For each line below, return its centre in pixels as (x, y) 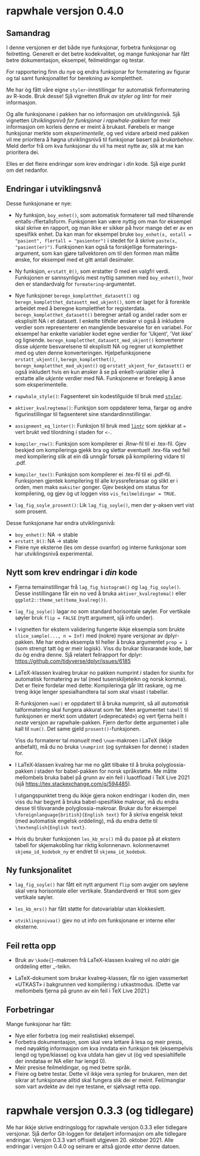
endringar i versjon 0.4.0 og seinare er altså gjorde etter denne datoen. (93, 1146)
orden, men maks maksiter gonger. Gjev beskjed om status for (92, 487)
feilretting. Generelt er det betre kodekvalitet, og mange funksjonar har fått (98, 54)
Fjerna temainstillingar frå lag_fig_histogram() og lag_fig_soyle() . (98, 587)
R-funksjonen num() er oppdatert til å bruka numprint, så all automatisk (102, 703)
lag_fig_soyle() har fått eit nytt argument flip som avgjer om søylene (101, 885)
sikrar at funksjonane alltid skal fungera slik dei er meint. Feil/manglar (100, 1080)
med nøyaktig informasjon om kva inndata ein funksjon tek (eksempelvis (104, 1048)
